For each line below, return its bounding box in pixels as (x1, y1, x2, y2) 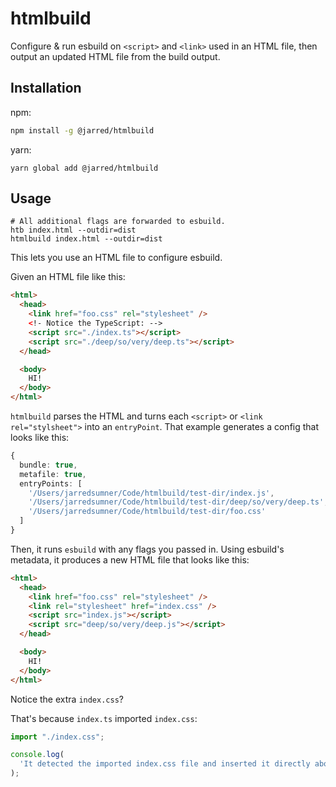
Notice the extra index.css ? (10, 693, 124, 705)
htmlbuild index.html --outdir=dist (10, 234, 163, 244)
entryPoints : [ (19, 478, 83, 489)
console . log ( (10, 750, 65, 760)
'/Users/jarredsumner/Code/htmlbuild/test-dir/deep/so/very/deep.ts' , (28, 497, 329, 507)
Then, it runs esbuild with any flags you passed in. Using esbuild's (10, 543, 285, 555)
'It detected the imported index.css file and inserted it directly (19, 759, 311, 769)
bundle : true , (19, 460, 78, 470)
